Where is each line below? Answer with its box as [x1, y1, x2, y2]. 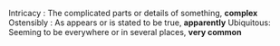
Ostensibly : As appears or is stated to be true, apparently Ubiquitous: [8, 17, 271, 28]
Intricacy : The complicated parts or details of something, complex [8, 8, 258, 18]
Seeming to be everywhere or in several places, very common [8, 27, 242, 37]
